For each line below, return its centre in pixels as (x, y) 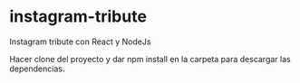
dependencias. (37, 69)
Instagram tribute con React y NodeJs (80, 41)
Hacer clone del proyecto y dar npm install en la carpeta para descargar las (150, 59)
